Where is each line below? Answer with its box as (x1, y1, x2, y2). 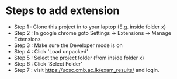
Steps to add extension (5, 4, 120, 17)
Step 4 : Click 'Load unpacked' (13, 48, 88, 55)
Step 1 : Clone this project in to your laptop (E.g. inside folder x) (13, 23, 166, 30)
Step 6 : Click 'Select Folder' (13, 60, 83, 67)
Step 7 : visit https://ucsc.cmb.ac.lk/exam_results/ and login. (13, 66, 159, 73)
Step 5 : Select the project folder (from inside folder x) (13, 54, 144, 61)
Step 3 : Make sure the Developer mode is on (13, 42, 123, 49)
